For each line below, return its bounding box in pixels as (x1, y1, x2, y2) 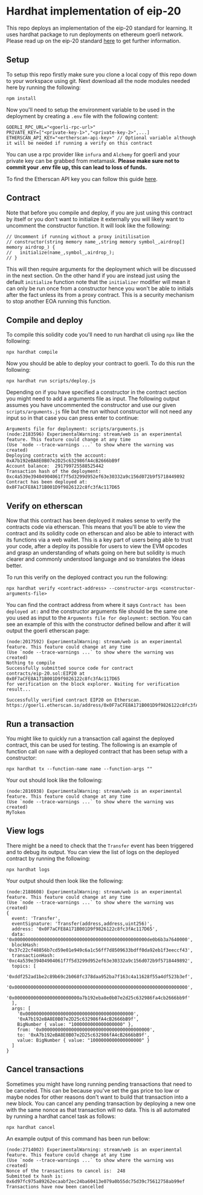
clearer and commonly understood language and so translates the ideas (6, 555, 185, 563)
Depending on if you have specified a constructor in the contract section (6, 389, 187, 396)
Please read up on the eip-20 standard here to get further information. (6, 37, 181, 44)
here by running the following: (6, 84, 81, 91)
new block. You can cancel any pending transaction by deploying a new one (6, 1099, 196, 1107)
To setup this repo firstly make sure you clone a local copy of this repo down (6, 71, 197, 78)
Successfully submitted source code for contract (6, 665, 134, 672)
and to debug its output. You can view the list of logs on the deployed (6, 848, 179, 855)
